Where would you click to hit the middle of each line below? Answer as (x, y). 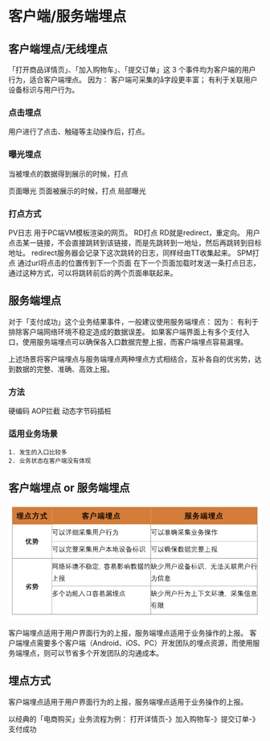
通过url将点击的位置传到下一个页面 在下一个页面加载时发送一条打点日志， (139, 263)
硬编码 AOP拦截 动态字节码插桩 (60, 411)
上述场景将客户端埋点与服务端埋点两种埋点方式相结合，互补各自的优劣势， (131, 358)
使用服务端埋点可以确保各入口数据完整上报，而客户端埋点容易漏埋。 (135, 342)
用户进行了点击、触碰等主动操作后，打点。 (79, 132)
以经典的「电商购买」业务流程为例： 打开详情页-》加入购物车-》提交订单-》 (134, 718)
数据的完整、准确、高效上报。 (64, 369)
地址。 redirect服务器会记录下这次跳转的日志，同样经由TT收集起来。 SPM (131, 253)
